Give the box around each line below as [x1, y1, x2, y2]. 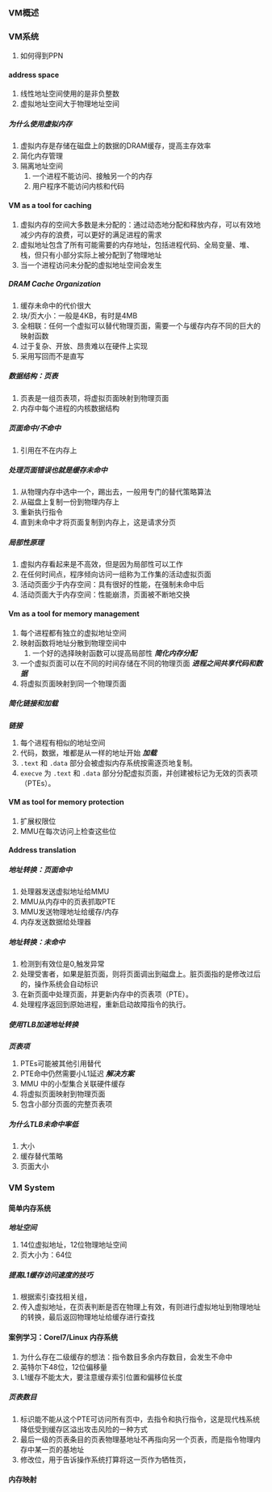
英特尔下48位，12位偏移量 [19, 1362, 107, 1371]
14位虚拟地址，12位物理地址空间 [19, 1240, 128, 1250]
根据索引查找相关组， [19, 1292, 91, 1302]
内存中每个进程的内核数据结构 [19, 403, 119, 413]
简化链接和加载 [8, 699, 58, 708]
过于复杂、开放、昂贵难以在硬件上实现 [19, 341, 148, 351]
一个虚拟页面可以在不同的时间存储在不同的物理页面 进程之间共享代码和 [19, 658, 256, 668]
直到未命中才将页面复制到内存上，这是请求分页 [19, 517, 176, 527]
